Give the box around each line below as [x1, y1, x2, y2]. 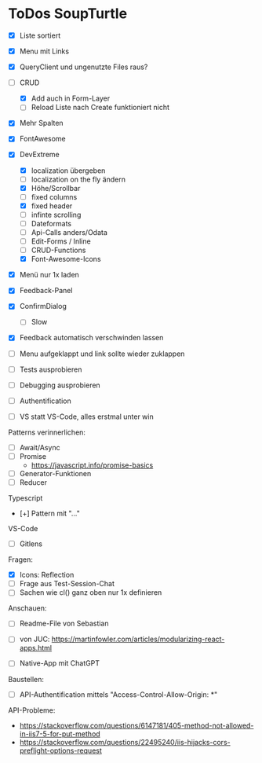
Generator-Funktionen [19, 468, 92, 478]
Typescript [8, 493, 43, 503]
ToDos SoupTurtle [8, 5, 128, 23]
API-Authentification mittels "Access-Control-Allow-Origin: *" [19, 689, 218, 699]
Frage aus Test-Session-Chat [19, 579, 115, 589]
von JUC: [19, 634, 50, 644]
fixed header [31, 201, 73, 211]
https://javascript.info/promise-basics [31, 460, 154, 470]
